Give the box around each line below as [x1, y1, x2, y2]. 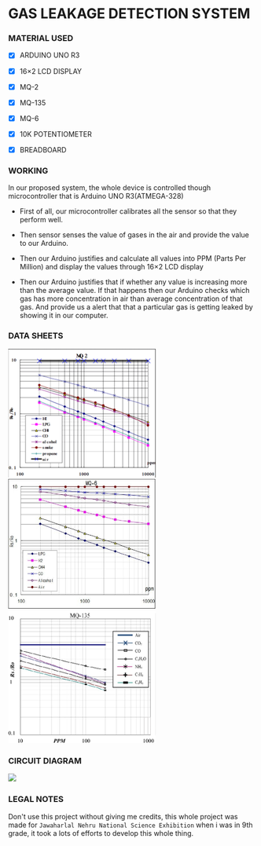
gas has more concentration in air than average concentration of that [19, 294, 243, 303]
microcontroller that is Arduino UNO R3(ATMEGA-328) [8, 192, 184, 201]
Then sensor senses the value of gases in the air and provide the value [19, 230, 250, 240]
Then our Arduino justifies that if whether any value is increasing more [19, 277, 248, 287]
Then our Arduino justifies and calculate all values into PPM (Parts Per [19, 254, 246, 263]
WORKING [8, 165, 49, 176]
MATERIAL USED [8, 33, 73, 44]
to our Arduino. [19, 239, 69, 248]
